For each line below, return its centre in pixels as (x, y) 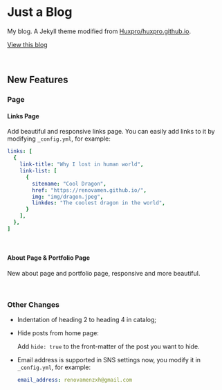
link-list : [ (38, 171)
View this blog (27, 44)
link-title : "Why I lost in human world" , (82, 165)
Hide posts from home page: (58, 333)
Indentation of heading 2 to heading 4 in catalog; (87, 320)
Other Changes (34, 304)
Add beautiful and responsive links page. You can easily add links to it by (111, 132)
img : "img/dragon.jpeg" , (68, 197)
